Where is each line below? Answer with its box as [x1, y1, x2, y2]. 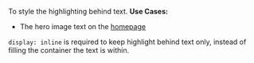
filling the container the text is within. [8, 46, 130, 54]
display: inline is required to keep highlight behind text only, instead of [8, 37, 247, 46]
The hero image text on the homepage [19, 22, 146, 31]
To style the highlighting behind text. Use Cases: [8, 7, 169, 16]
